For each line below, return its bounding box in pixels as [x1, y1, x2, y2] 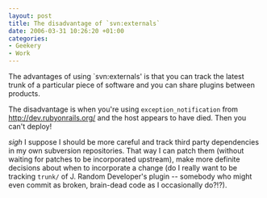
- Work [8, 49, 31, 57]
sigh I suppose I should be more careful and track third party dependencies [8, 137, 260, 146]
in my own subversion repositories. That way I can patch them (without [8, 146, 244, 155]
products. [8, 89, 40, 98]
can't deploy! [8, 122, 52, 131]
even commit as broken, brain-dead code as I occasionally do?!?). [8, 180, 227, 190]
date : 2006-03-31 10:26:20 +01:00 [8, 27, 125, 35]
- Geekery [8, 42, 42, 50]
